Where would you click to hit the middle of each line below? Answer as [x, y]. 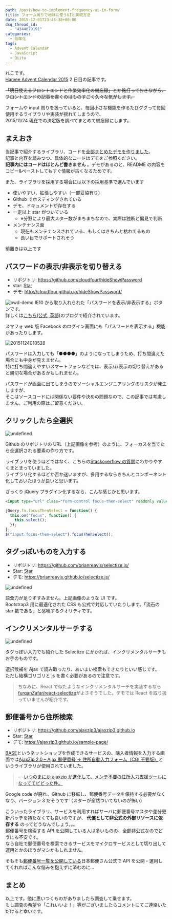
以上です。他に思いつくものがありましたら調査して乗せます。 [70, 898]
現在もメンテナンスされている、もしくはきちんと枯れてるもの [85, 231]
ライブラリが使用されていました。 [50, 766]
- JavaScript [24, 53]
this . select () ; [31, 520]
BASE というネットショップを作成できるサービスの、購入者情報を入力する [83, 753]
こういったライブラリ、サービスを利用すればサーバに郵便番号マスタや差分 [84, 812]
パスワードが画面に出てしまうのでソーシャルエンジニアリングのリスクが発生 [86, 384]
